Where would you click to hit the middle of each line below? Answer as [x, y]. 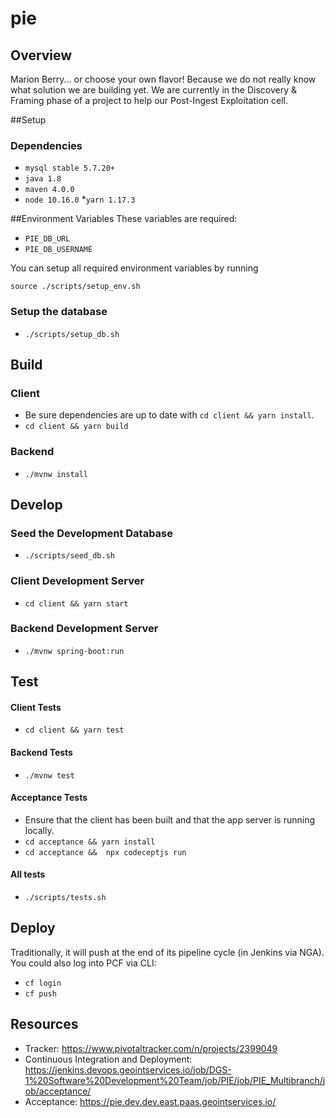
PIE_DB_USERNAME [58, 250]
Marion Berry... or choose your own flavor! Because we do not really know [163, 79]
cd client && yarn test [74, 730]
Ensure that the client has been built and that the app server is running [169, 819]
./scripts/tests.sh [65, 898]
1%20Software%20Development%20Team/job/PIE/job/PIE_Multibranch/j [175, 1080]
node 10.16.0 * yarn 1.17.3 [80, 199]
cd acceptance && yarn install [90, 842]
